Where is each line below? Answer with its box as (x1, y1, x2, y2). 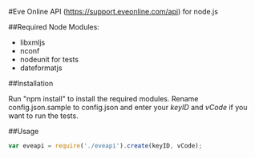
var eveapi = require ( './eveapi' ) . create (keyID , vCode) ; (8, 142, 203, 150)
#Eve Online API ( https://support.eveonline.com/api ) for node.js (8, 7, 219, 16)
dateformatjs (19, 63, 63, 73)
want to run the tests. (8, 111, 79, 120)
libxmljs (19, 38, 46, 47)
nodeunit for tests (19, 55, 79, 64)
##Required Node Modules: (8, 22, 100, 31)
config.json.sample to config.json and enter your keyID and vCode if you (8, 103, 248, 112)
